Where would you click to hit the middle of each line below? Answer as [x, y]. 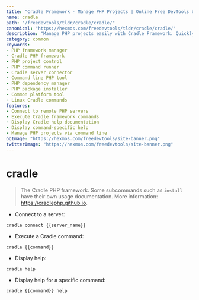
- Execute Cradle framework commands [53, 116]
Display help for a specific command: [60, 280]
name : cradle [22, 17]
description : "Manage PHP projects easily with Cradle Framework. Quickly [100, 34]
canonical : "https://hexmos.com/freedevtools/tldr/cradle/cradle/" [91, 28]
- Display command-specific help [47, 128]
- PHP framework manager [37, 50]
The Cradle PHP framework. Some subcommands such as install [102, 190]
